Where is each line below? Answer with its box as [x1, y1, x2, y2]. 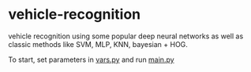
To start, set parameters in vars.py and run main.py [8, 55, 175, 64]
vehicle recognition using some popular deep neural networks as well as [8, 31, 244, 41]
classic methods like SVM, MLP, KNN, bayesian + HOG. [8, 39, 188, 49]
